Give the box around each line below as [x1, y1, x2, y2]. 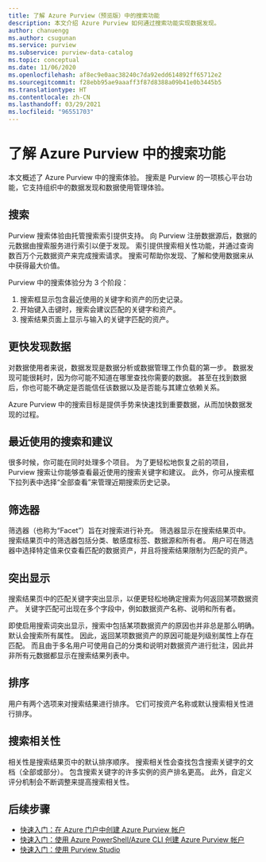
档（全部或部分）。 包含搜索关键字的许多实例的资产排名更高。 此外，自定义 [8, 766, 253, 777]
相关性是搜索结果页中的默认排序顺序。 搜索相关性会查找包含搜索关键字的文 [8, 757, 254, 766]
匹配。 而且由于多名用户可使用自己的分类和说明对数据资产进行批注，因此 [8, 641, 247, 650]
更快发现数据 [8, 340, 71, 354]
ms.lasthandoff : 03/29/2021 [8, 100, 102, 108]
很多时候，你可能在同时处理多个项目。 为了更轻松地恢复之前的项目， [8, 457, 233, 467]
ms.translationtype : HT [8, 85, 87, 94]
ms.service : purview [8, 41, 77, 49]
